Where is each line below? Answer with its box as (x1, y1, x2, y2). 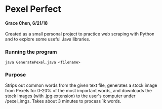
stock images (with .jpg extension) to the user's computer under (5, 93, 136, 99)
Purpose (5, 71, 26, 78)
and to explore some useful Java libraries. (5, 36, 90, 42)
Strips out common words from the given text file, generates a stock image (5, 82, 158, 88)
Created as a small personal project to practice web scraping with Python (5, 31, 155, 37)
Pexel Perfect (5, 3, 62, 15)
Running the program (5, 48, 57, 55)
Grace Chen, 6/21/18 (5, 20, 48, 26)
